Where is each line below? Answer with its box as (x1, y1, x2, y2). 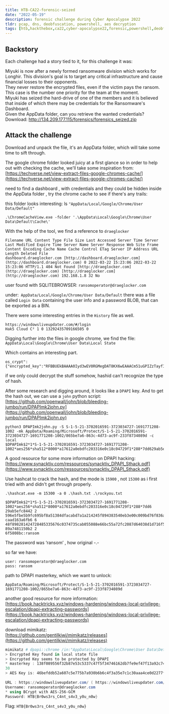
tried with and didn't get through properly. (5, 481, 92, 487)
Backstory (5, 45, 39, 54)
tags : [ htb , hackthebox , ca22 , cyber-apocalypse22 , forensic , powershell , (5, 26, 154, 31)
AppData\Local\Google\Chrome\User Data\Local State (5, 340, 116, 346)
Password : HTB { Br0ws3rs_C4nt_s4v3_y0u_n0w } (5, 694, 98, 699)
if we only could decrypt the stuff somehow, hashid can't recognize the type (5, 372, 163, 379)
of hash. (5, 378, 23, 384)
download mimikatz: (5, 627, 47, 633)
